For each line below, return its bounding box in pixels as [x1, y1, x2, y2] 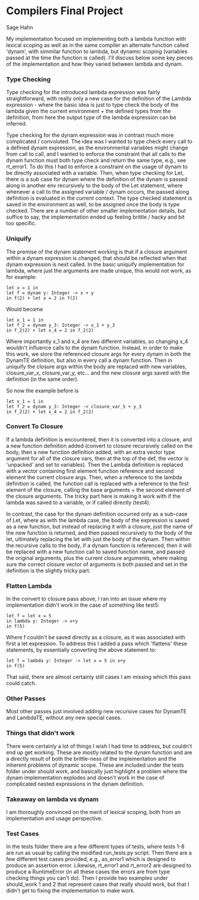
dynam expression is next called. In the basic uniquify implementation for [6, 261, 185, 268]
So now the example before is [6, 387, 79, 394]
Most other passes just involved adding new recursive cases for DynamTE [6, 708, 187, 715]
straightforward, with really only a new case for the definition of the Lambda [6, 95, 191, 102]
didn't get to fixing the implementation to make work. [6, 887, 135, 894]
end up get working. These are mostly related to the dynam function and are [6, 748, 192, 756]
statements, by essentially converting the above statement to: [6, 646, 157, 654]
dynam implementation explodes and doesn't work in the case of [6, 774, 165, 781]
